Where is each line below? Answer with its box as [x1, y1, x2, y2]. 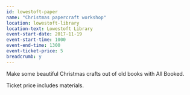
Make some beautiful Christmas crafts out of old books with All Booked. [6, 70, 185, 77]
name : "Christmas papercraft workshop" [6, 14, 107, 20]
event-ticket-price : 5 [6, 48, 63, 54]
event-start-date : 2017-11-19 [6, 31, 83, 37]
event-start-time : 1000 [6, 37, 66, 43]
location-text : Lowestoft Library [6, 25, 93, 32]
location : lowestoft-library [6, 20, 80, 26]
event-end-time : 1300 [6, 43, 61, 49]
